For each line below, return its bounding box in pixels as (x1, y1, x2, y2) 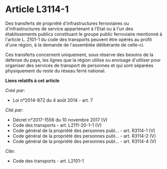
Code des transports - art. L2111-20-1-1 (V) (12, 122, 102, 128)
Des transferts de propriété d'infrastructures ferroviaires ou (5, 20, 129, 26)
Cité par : (5, 107, 24, 113)
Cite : (5, 148, 15, 154)
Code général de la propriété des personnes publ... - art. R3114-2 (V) (12, 133, 156, 139)
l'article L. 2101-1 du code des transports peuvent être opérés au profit (5, 36, 152, 43)
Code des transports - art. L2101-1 (12, 158, 84, 164)
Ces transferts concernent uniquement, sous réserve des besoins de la (5, 52, 153, 58)
